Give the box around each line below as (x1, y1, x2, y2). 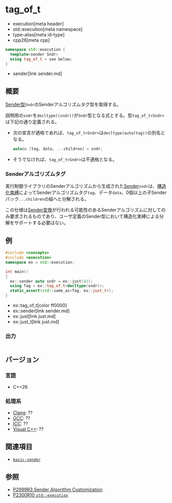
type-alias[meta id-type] (12, 31, 65, 38)
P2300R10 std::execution (12, 492, 68, 498)
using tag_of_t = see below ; (10, 57, 72, 62)
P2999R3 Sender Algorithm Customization (12, 487, 103, 493)
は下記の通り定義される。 (5, 119, 60, 125)
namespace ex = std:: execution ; (5, 260, 74, 265)
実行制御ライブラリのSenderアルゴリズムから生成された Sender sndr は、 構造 (5, 183, 167, 189)
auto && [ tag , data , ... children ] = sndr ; (12, 147, 103, 152)
